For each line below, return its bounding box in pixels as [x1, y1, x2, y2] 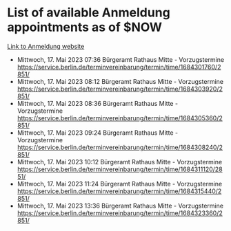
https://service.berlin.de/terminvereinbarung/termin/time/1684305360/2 [17, 113, 223, 122]
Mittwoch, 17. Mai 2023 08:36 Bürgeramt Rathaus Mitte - [17, 99, 178, 107]
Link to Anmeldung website [7, 42, 85, 50]
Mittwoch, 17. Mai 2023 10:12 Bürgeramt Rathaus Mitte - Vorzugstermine [17, 157, 223, 166]
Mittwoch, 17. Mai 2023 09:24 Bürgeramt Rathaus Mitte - [17, 129, 178, 137]
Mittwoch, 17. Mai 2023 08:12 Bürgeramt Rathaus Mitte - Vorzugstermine [17, 77, 224, 85]
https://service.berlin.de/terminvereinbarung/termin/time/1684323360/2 [17, 208, 223, 217]
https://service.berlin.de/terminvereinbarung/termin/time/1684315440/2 [17, 187, 222, 195]
